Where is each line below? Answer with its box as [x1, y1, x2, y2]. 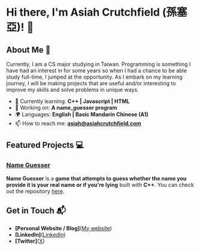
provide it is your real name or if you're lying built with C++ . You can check [6, 181, 195, 188]
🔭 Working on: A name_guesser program [14, 104, 117, 111]
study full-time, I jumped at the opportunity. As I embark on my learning [6, 73, 183, 80]
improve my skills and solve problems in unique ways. [6, 86, 139, 93]
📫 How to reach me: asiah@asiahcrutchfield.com [14, 120, 142, 126]
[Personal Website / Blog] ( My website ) [14, 224, 113, 231]
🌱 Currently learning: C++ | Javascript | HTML [14, 98, 130, 105]
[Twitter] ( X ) [14, 237, 45, 245]
